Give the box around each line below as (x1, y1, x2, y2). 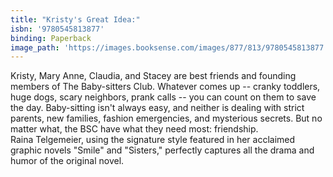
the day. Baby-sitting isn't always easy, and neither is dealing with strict (10, 102, 305, 114)
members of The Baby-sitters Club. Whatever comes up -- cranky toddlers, (10, 81, 321, 93)
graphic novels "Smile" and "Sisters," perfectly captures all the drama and (10, 144, 315, 156)
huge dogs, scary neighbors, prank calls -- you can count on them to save (10, 91, 317, 103)
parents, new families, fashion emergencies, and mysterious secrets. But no (10, 112, 323, 125)
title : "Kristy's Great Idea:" (10, 14, 141, 25)
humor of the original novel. (10, 155, 125, 167)
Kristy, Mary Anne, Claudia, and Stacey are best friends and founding (10, 70, 297, 82)
